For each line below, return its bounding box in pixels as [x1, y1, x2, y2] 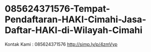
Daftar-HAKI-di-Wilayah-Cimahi [5, 25, 142, 36]
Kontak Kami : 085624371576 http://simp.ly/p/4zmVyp [5, 41, 118, 47]
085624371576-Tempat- [5, 3, 111, 15]
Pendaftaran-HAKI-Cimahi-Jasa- [5, 14, 146, 25]
